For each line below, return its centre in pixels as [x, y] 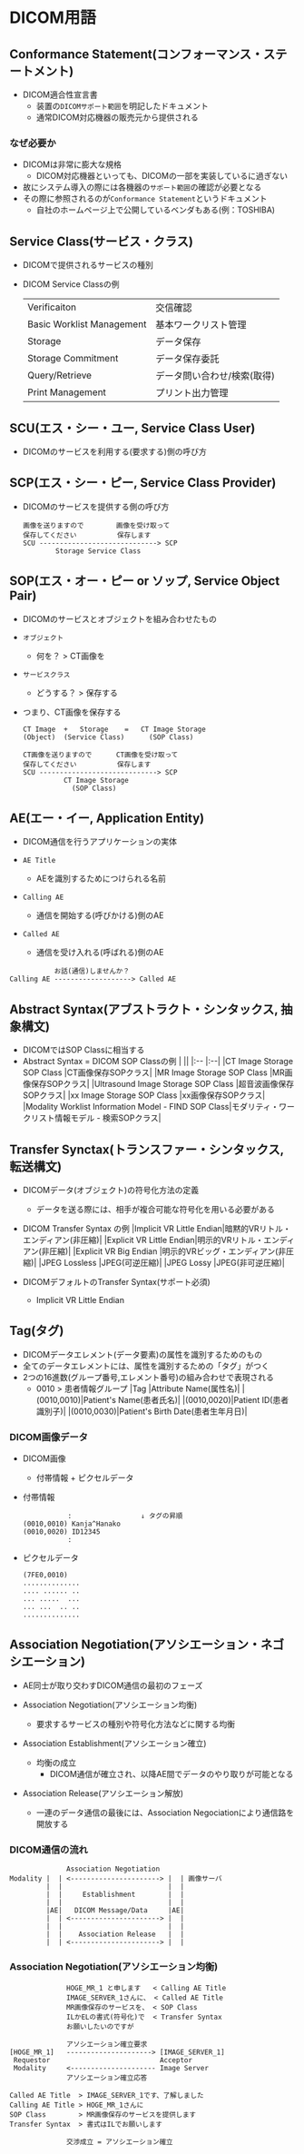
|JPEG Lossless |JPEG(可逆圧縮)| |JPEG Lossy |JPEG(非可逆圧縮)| [162, 1262]
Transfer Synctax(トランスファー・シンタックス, [147, 1149]
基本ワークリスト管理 [201, 325]
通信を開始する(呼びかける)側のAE [100, 915]
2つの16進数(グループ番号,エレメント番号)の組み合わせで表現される [148, 1377]
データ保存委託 [187, 359]
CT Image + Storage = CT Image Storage [114, 729]
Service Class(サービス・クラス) [101, 241]
